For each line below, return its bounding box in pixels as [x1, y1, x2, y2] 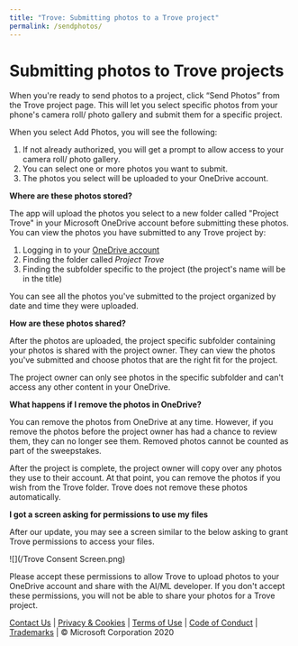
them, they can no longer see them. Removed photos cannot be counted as [9, 436, 289, 447]
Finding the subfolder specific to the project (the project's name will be [22, 263, 286, 275]
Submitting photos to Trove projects [9, 60, 284, 81]
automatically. [9, 492, 61, 503]
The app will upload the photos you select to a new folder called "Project [9, 208, 279, 219]
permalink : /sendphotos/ [9, 22, 103, 31]
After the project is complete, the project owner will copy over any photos [9, 463, 282, 474]
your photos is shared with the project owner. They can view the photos [9, 345, 276, 356]
